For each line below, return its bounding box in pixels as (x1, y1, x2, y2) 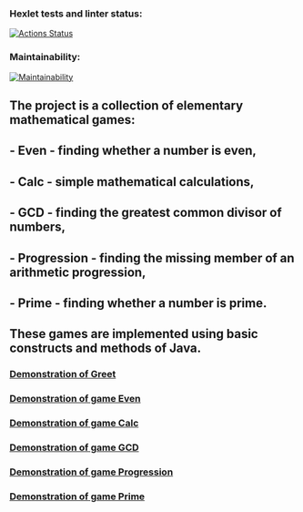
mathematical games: (9, 112, 136, 128)
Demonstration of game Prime (9, 490, 146, 503)
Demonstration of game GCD (9, 441, 139, 454)
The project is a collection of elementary (9, 97, 244, 113)
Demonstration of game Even (9, 393, 141, 405)
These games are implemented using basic (9, 326, 258, 342)
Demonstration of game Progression (9, 466, 174, 478)
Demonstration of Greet (9, 368, 116, 381)
